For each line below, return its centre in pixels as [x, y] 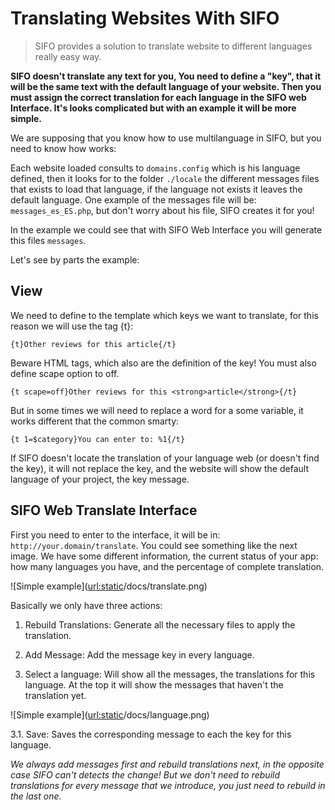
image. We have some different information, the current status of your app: [164, 556]
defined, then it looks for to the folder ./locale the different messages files [165, 178]
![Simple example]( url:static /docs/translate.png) [109, 586]
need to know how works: [63, 148]
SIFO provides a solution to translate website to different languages [173, 46]
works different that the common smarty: [95, 421]
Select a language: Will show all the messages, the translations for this [170, 674]
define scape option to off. [65, 373]
